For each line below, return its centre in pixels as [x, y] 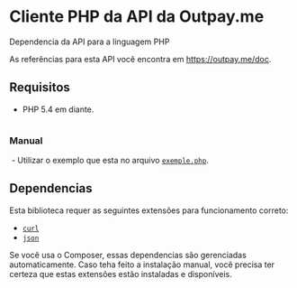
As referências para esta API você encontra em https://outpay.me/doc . [140, 59]
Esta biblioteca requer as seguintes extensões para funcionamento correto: [149, 210]
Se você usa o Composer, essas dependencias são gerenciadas [128, 255]
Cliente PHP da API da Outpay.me [137, 17]
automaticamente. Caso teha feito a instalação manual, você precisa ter [142, 265]
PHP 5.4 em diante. [58, 109]
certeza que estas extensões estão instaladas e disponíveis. [121, 274]
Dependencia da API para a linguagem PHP [90, 42]
